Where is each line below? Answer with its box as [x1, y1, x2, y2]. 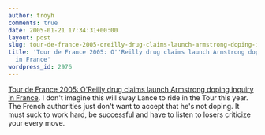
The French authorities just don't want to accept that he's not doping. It [8, 101, 240, 111]
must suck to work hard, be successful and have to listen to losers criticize [8, 110, 251, 119]
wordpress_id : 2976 [8, 63, 73, 71]
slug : [8, 41, 26, 49]
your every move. [8, 118, 65, 127]
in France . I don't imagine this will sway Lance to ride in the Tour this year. [8, 92, 248, 103]
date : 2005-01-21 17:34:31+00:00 [8, 26, 118, 34]
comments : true [8, 19, 58, 27]
